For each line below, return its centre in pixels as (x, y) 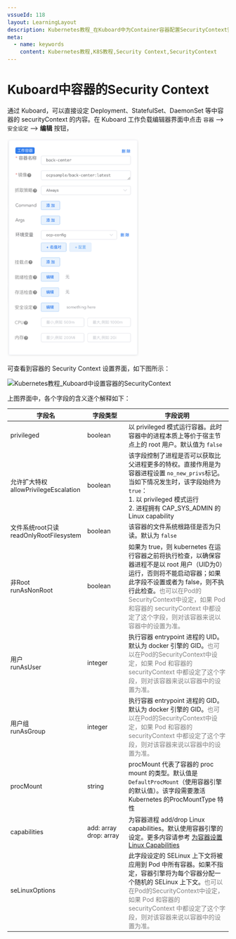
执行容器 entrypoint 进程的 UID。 (176, 637)
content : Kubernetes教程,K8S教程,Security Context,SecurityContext (119, 52)
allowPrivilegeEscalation (45, 490)
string (96, 786)
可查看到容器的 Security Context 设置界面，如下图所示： (89, 368)
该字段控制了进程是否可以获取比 (175, 455)
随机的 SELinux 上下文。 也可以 (179, 881)
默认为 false (159, 536)
